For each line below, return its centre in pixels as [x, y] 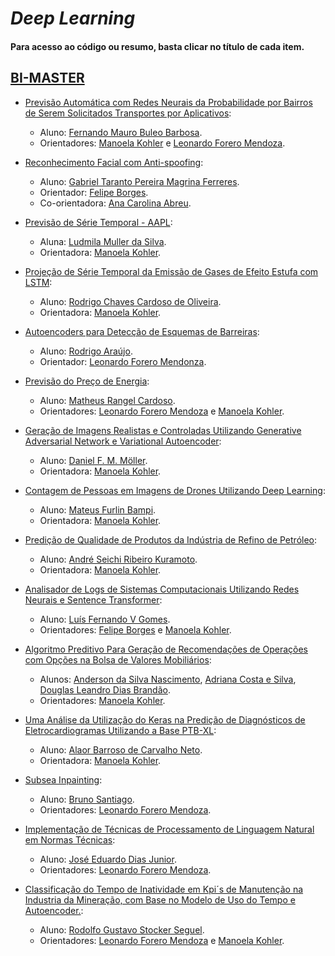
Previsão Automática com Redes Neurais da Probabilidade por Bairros [168, 102]
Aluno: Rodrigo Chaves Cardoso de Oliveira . [130, 301]
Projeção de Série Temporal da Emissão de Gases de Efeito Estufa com [171, 271]
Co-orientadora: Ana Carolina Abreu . [115, 203]
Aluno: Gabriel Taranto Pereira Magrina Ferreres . [139, 181]
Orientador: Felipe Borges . [94, 192]
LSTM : [38, 282]
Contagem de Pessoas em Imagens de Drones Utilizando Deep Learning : [175, 490]
